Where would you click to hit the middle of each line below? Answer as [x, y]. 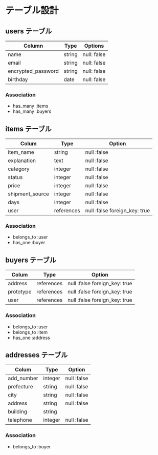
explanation [22, 161]
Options [94, 46]
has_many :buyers [32, 111]
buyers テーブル [31, 260]
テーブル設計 [32, 11]
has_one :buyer [29, 243]
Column [33, 46]
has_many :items [30, 106]
